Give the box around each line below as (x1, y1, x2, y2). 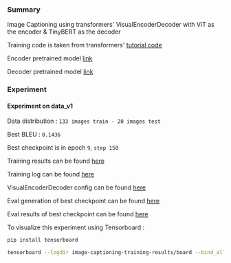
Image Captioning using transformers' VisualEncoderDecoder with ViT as (7, 21, 214, 29)
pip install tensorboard (7, 237, 78, 244)
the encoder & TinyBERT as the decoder (7, 27, 121, 36)
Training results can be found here (7, 157, 105, 165)
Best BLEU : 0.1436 (7, 130, 60, 139)
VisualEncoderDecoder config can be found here (7, 183, 146, 192)
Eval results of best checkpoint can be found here (7, 210, 148, 218)
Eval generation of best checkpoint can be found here (7, 197, 160, 205)
